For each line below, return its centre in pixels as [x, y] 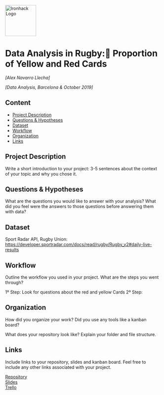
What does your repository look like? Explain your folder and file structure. [81, 334]
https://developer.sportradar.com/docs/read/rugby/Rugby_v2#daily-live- [79, 245]
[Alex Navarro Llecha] [28, 77]
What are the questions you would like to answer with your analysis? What [81, 201]
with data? [16, 212]
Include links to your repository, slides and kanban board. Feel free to [76, 362]
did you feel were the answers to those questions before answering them [80, 206]
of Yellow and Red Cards [56, 64]
